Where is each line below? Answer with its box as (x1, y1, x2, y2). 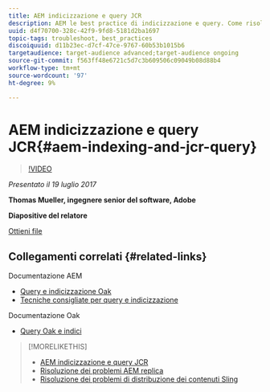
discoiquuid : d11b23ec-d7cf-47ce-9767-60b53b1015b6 (8, 42, 185, 50)
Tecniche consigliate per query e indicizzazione (19, 295, 178, 305)
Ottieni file (8, 227, 43, 236)
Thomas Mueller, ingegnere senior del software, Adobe (8, 195, 197, 205)
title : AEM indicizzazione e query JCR (8, 11, 142, 20)
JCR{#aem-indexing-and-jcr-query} (8, 137, 257, 156)
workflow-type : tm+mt (8, 64, 81, 72)
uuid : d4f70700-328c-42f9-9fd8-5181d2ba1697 (8, 27, 160, 35)
